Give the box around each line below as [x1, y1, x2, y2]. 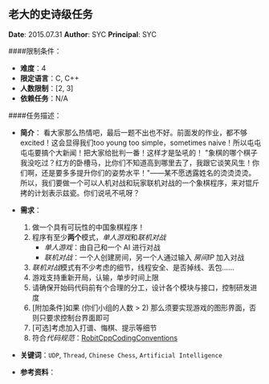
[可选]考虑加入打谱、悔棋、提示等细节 [31, 323, 157, 332]
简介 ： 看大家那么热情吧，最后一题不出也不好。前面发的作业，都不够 [19, 127, 247, 137]
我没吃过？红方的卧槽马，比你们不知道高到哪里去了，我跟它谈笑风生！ [19, 158, 253, 167]
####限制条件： [8, 46, 62, 56]
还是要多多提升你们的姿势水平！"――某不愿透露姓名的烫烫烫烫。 [41, 167, 256, 177]
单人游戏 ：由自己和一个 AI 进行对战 [43, 242, 161, 252]
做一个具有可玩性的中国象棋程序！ [31, 222, 145, 232]
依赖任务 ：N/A [19, 93, 68, 103]
